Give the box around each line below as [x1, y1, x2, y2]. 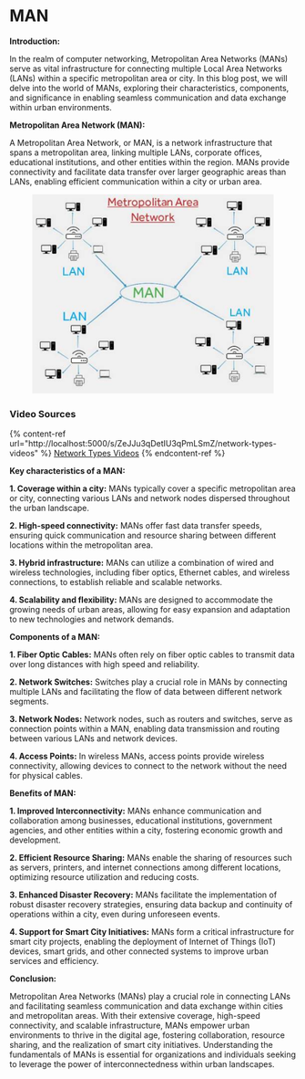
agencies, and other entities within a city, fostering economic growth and [9, 825, 283, 836]
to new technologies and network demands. [9, 613, 175, 625]
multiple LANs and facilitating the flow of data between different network [9, 686, 282, 697]
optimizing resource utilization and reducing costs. [9, 872, 199, 883]
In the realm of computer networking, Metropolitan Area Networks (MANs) [9, 53, 289, 64]
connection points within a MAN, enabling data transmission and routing [9, 723, 280, 735]
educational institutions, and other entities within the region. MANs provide [9, 156, 290, 167]
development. [9, 834, 61, 845]
